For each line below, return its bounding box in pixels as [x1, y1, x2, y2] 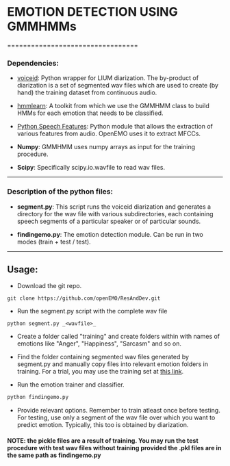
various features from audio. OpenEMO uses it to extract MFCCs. [16, 129, 201, 138]
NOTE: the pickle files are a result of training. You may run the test [7, 436, 199, 445]
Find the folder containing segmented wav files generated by [16, 353, 190, 361]
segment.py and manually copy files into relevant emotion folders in [16, 360, 209, 368]
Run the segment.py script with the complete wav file [16, 307, 168, 315]
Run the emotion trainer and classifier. [16, 380, 125, 389]
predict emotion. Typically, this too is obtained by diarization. [16, 421, 189, 429]
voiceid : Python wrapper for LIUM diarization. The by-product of [16, 74, 199, 82]
